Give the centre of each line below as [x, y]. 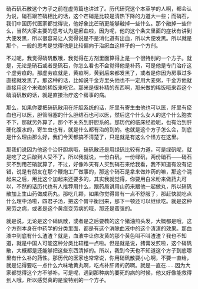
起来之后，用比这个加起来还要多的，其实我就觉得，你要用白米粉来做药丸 [94, 179]
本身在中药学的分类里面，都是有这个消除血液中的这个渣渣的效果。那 [104, 228]
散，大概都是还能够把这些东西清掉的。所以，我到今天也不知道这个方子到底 [96, 250]
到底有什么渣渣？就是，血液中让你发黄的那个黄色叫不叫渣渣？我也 [96, 236]
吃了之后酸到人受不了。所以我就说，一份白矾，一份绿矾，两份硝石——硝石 [101, 157]
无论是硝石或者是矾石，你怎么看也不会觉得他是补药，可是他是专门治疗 [101, 65]
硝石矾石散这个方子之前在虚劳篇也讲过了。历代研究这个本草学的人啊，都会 [96, 9]
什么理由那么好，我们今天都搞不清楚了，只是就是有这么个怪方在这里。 [96, 137]
